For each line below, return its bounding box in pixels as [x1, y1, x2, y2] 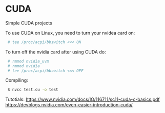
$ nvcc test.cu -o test [7, 87, 58, 92]
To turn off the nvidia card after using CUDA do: [5, 49, 106, 55]
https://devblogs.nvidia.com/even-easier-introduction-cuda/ [5, 102, 133, 108]
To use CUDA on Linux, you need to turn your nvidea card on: [5, 30, 135, 36]
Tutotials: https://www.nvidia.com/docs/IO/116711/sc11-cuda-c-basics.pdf [5, 96, 160, 102]
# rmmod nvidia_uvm [7, 59, 50, 64]
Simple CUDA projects [5, 20, 52, 26]
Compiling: [5, 77, 28, 83]
